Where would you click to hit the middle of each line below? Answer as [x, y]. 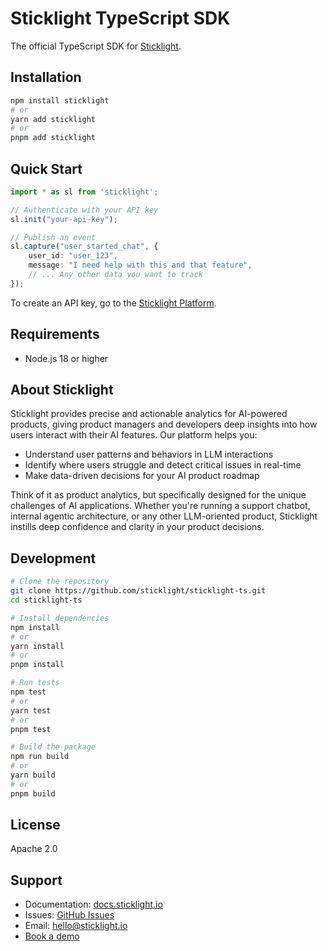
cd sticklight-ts [46, 600]
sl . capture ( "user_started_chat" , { [84, 247]
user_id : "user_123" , [73, 256]
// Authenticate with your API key [84, 210]
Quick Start [46, 168]
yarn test [31, 710]
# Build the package [53, 747]
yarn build [33, 775]
